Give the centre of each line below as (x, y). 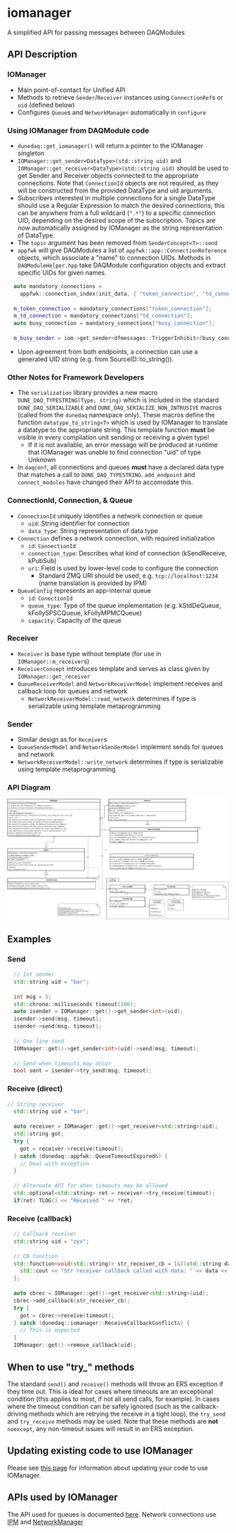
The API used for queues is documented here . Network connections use (112, 1514)
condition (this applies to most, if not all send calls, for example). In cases (113, 1399)
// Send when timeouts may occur (63, 1063)
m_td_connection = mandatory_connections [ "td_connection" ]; (103, 316)
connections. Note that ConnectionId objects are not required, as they (118, 183)
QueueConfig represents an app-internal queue (84, 590)
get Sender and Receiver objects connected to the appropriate (108, 175)
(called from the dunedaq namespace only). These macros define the (116, 415)
